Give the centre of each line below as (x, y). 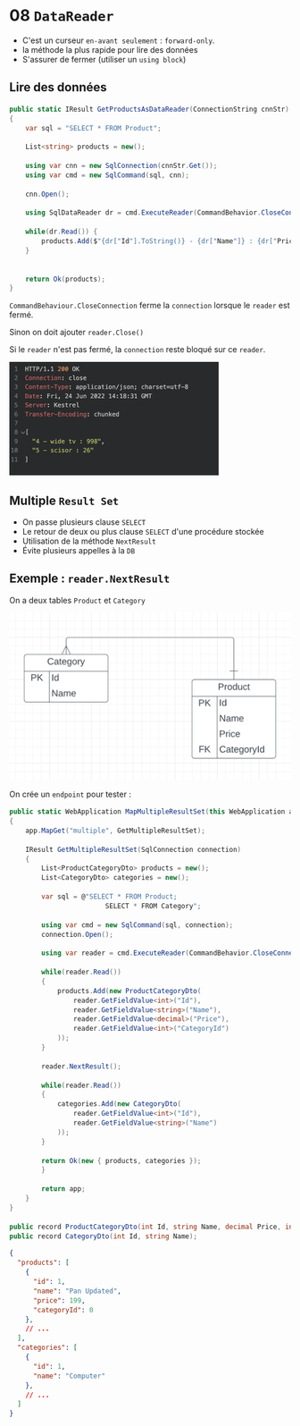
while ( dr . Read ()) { (62, 232)
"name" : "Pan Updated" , (77, 1291)
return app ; (64, 1189)
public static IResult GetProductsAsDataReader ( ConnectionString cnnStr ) (150, 109)
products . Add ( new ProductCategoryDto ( (129, 991)
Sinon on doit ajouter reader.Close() (77, 333)
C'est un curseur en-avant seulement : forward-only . (118, 40)
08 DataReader (62, 16)
